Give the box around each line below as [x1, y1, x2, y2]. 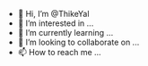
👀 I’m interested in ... [17, 18, 94, 29]
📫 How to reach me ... [17, 47, 101, 57]
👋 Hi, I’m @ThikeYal [17, 9, 90, 19]
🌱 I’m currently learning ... [17, 28, 114, 37]
